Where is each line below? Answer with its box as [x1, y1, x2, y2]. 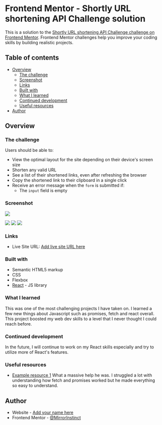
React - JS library [12, 282, 47, 288]
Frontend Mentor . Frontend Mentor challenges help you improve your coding [5, 34, 158, 40]
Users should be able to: [5, 147, 54, 153]
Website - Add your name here [12, 409, 74, 415]
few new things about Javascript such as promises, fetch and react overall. [5, 311, 155, 316]
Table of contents [5, 54, 59, 62]
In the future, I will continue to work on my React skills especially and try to [5, 344, 154, 350]
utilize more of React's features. [5, 349, 69, 355]
